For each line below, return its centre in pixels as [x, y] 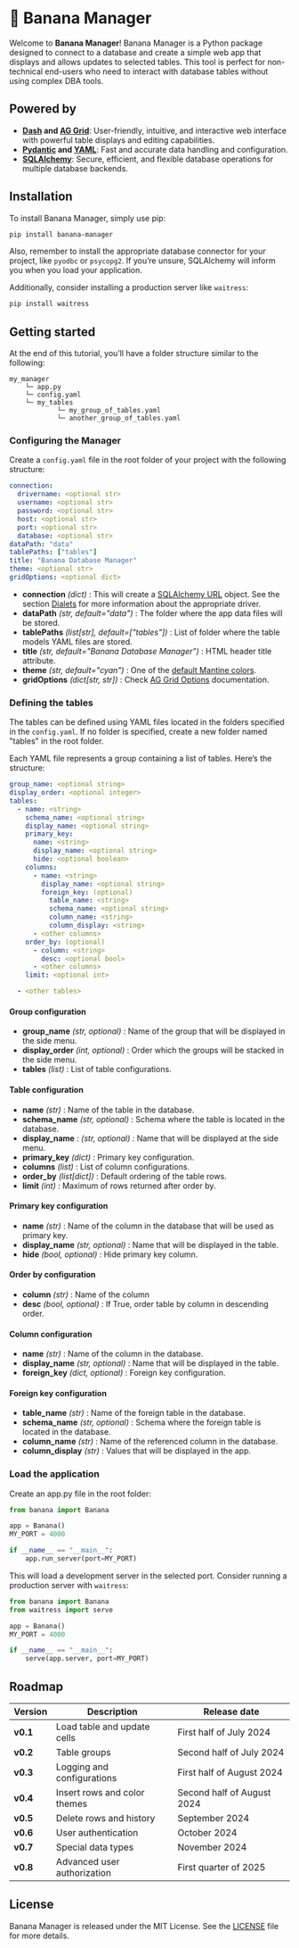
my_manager [29, 379]
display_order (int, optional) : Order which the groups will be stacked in [153, 1050]
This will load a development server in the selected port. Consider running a [148, 1576]
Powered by [43, 109]
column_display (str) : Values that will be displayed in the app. [137, 1451]
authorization [84, 1873]
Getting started [53, 332]
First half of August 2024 [230, 1773]
